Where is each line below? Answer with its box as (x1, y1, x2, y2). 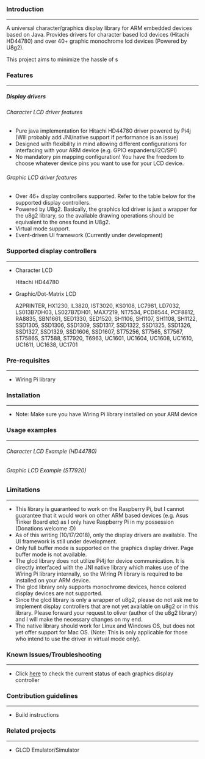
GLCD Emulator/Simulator (15, 746, 80, 754)
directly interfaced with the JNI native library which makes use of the (15, 563, 189, 571)
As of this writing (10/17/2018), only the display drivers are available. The (15, 531, 198, 538)
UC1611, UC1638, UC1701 (15, 341, 78, 348)
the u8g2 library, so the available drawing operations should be (15, 212, 174, 219)
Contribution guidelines (6, 691, 78, 700)
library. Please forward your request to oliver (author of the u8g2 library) (15, 609, 198, 616)
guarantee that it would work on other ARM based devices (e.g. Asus (15, 512, 189, 519)
